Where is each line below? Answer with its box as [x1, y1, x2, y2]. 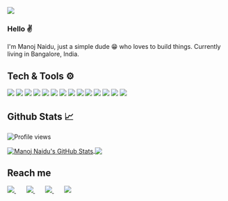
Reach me [7, 167, 51, 179]
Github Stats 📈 [7, 110, 74, 122]
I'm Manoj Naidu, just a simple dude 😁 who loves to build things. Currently [7, 43, 221, 51]
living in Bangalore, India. [7, 50, 80, 59]
